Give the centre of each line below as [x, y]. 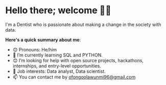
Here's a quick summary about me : [43, 40]
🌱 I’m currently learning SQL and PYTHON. [58, 55]
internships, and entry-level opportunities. [57, 66]
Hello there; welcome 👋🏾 [58, 10]
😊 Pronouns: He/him [35, 49]
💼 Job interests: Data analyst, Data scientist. [59, 71]
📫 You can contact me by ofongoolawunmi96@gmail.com [74, 77]
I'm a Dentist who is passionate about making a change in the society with [83, 24]
